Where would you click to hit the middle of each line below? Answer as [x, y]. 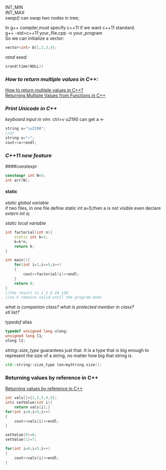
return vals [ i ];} [32, 407]
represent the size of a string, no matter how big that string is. [69, 356]
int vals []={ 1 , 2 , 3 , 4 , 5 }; [31, 398]
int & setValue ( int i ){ [29, 403]
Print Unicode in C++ [31, 108]
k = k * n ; [21, 242]
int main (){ [18, 260]
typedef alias [19, 322]
